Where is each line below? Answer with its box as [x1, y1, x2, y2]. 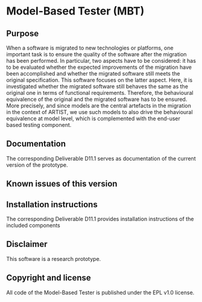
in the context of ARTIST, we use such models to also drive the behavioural [6, 109, 193, 115]
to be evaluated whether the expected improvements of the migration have [6, 63, 192, 71]
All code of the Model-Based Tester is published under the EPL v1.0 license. [6, 289, 195, 296]
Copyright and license [6, 273, 92, 283]
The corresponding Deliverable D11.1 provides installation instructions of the [6, 216, 194, 223]
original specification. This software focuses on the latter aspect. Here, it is [6, 77, 193, 83]
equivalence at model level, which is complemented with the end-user [6, 115, 181, 122]
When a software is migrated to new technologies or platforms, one [6, 44, 174, 51]
